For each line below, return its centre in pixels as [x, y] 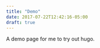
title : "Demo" [24, 11]
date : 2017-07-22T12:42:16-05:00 [47, 17]
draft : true [21, 22]
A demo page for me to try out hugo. [51, 39]
